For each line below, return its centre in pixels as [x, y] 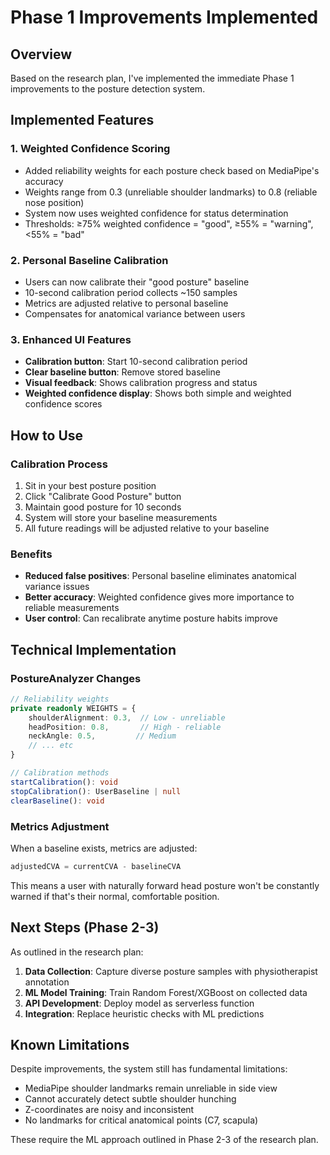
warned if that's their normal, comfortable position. [115, 896]
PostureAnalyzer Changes [76, 678]
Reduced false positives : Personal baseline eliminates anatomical [160, 576]
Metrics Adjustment [60, 826]
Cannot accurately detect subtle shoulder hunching [130, 1099]
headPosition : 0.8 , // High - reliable [125, 727]
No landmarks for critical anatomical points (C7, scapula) [141, 1120]
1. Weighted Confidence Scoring [90, 149]
